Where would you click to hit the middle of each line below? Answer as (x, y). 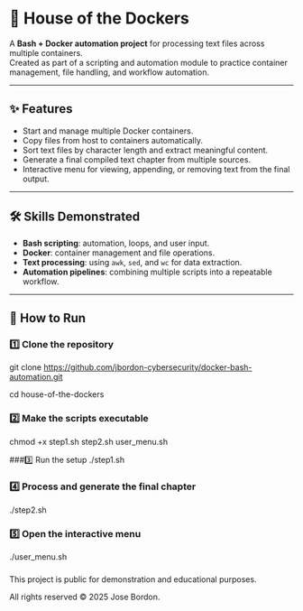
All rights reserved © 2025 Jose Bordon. (85, 597)
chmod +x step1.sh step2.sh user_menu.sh (89, 441)
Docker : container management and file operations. (119, 253)
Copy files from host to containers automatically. (112, 140)
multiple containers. (46, 52)
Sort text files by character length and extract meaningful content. (145, 150)
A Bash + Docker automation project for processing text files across (137, 43)
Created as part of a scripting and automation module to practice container (149, 62)
